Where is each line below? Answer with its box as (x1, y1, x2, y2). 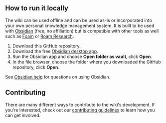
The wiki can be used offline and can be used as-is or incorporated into (5, 17, 152, 23)
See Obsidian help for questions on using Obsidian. (5, 73, 111, 79)
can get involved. (5, 112, 41, 118)
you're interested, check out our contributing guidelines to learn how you (5, 107, 156, 113)
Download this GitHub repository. (12, 42, 81, 49)
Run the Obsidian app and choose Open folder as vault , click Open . (12, 53, 152, 59)
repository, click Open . (12, 64, 60, 70)
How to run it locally (5, 4, 69, 12)
